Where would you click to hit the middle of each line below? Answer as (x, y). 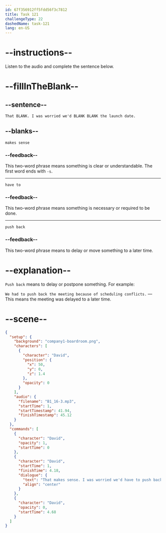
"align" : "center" (42, 484)
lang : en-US (17, 28)
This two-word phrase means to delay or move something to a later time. (79, 250)
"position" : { (37, 360)
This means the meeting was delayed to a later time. (58, 299)
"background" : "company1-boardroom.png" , (57, 342)
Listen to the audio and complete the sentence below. (60, 66)
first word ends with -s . (29, 171)
